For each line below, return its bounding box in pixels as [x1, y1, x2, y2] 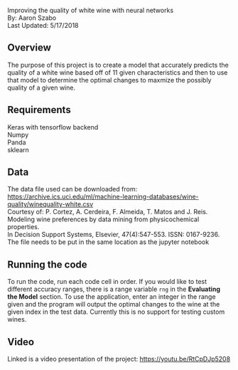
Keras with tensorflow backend [7, 122, 99, 131]
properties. [7, 223, 40, 231]
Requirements [7, 104, 71, 116]
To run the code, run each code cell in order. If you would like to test [7, 277, 207, 286]
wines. [7, 315, 27, 324]
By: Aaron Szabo [7, 14, 57, 22]
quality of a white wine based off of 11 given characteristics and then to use [7, 68, 228, 77]
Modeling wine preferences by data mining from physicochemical [7, 215, 200, 223]
